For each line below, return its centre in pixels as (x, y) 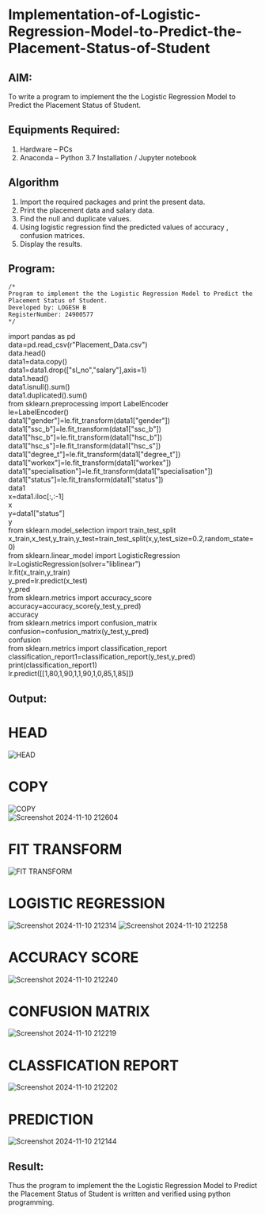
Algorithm (34, 183)
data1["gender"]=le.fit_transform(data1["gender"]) (89, 421)
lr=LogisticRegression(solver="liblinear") (74, 564)
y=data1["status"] (37, 513)
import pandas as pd (42, 336)
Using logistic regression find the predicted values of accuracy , (124, 227)
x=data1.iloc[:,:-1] (36, 497)
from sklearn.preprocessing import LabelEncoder (88, 404)
